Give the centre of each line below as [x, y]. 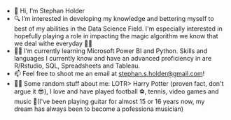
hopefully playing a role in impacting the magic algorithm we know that [116, 36]
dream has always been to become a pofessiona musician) [99, 109]
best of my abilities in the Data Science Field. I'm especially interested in [118, 29]
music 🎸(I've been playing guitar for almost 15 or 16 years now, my [109, 102]
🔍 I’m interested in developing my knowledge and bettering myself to [114, 18]
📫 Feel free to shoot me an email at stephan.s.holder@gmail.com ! [109, 74]
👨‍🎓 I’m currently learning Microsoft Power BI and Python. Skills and [111, 51]
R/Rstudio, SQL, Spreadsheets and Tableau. [77, 66]
